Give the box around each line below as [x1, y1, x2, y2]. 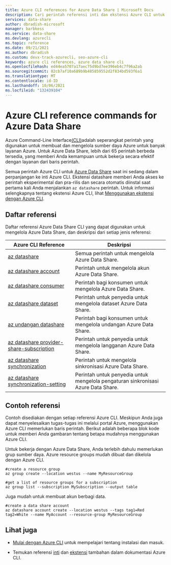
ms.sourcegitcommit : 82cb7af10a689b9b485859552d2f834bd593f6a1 [5, 69, 142, 74]
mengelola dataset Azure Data [75, 300, 148, 307]
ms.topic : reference [5, 41, 49, 46]
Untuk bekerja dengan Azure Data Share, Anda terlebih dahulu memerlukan [5, 446, 163, 452]
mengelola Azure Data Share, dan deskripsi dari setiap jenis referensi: [5, 229, 152, 235]
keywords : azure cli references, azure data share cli [5, 59, 124, 65]
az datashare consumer [8, 282, 65, 290]
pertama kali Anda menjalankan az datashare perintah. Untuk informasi [5, 185, 154, 191]
